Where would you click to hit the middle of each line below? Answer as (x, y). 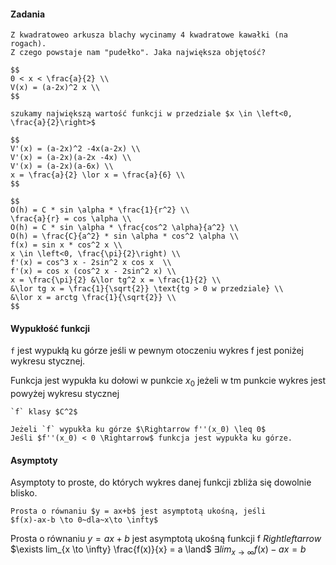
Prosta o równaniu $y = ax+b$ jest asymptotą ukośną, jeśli (138, 511)
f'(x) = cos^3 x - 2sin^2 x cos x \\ (91, 263)
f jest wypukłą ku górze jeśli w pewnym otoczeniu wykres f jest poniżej (157, 351)
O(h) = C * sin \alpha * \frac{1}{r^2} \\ (100, 210)
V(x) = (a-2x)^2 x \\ (55, 88)
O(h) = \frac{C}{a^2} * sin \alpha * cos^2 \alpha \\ (125, 236)
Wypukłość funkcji (50, 328)
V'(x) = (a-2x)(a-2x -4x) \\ (71, 158)
